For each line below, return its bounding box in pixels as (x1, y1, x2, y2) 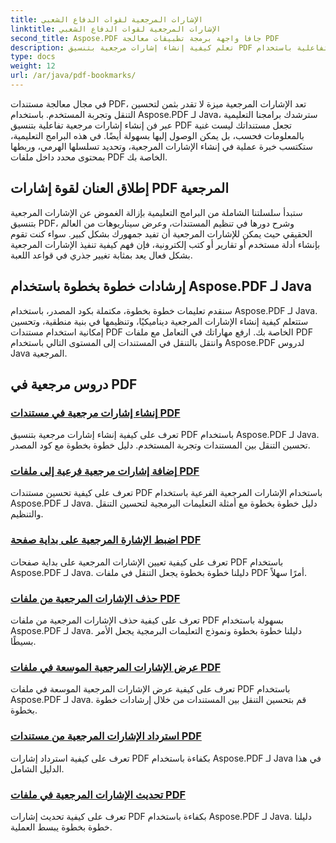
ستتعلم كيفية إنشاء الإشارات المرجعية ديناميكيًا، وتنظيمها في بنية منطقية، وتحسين (10, 315, 309, 327)
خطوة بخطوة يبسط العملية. (10, 821, 113, 833)
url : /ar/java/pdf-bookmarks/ (10, 71, 137, 81)
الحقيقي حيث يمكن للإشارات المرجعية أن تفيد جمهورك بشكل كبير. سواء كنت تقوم (10, 227, 313, 240)
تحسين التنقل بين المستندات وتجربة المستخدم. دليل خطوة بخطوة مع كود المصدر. (10, 439, 311, 451)
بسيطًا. (10, 636, 37, 648)
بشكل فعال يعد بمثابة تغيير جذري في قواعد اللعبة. (10, 249, 193, 261)
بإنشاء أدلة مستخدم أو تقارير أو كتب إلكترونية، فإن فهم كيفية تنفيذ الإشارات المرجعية (10, 238, 321, 250)
